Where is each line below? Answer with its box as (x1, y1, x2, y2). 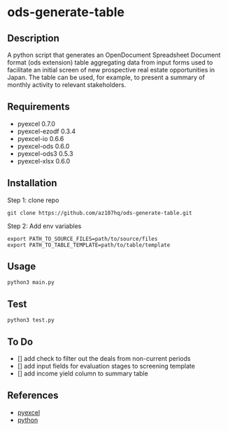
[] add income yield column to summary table (17, 369, 148, 378)
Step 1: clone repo (7, 196, 59, 204)
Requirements (7, 101, 70, 113)
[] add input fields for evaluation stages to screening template (17, 362, 196, 371)
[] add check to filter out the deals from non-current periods (17, 354, 191, 363)
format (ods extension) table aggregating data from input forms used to (7, 58, 213, 67)
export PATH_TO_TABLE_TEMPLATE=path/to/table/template (7, 241, 171, 248)
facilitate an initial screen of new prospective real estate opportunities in (7, 66, 215, 74)
